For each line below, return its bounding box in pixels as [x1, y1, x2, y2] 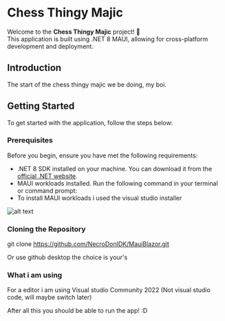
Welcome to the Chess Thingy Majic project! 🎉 [7, 27, 140, 36]
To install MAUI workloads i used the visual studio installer [17, 194, 182, 202]
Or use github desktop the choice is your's [7, 253, 128, 262]
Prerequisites [7, 135, 53, 145]
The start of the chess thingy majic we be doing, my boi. [7, 80, 167, 89]
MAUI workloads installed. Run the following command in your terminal [17, 179, 218, 187]
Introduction [7, 62, 62, 74]
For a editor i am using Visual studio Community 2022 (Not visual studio [7, 286, 211, 294]
